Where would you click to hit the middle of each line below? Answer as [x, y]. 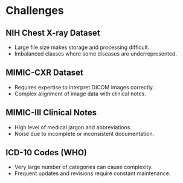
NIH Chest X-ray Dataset [53, 33]
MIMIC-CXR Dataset [45, 73]
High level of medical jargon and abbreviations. [73, 127]
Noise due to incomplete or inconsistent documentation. [84, 133]
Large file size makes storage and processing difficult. [82, 47]
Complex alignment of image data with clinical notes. [80, 94]
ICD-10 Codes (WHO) [46, 152]
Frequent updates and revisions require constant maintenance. [92, 173]
